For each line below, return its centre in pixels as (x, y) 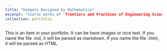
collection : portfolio (29, 19)
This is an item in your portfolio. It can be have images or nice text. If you (80, 33)
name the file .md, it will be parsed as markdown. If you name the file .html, (82, 38)
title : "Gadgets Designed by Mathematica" (50, 10)
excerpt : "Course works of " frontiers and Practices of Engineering (78, 14)
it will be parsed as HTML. (32, 44)
